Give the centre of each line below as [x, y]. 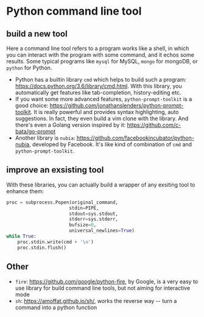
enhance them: [25, 191]
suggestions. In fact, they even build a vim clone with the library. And [102, 118]
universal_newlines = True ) [102, 231]
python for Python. [29, 68]
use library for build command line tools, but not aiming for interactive [103, 288]
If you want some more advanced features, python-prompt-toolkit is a [104, 99]
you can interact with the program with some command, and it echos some [100, 55]
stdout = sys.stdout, [94, 214]
